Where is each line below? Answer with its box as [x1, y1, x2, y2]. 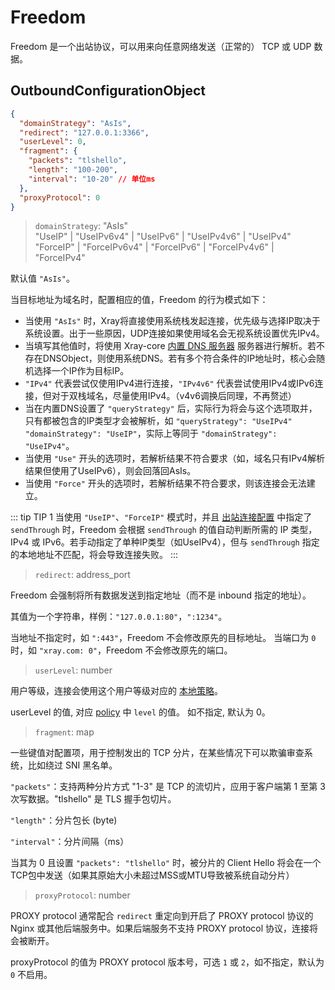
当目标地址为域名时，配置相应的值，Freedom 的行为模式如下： [10, 294, 269, 306]
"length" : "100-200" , [28, 165, 118, 175]
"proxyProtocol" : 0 [19, 192, 101, 203]
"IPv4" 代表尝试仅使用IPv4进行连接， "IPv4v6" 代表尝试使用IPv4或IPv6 [24, 377, 315, 390]
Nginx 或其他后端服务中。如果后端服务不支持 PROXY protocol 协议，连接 [10, 922, 310, 935]
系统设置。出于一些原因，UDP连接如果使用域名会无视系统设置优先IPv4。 [24, 327, 325, 340]
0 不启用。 [10, 969, 53, 981]
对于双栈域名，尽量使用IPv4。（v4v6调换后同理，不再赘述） [51, 390, 297, 402]
